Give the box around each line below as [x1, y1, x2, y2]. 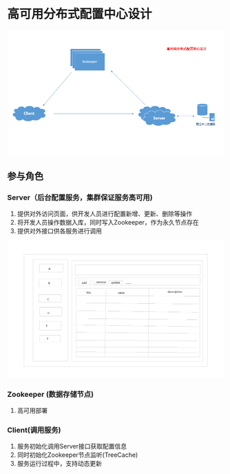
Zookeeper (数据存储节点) [7, 389, 94, 399]
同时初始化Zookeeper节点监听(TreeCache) [17, 451, 138, 459]
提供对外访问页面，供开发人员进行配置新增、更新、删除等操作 [17, 209, 193, 218]
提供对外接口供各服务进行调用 [17, 227, 102, 235]
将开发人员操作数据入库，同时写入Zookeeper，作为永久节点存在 [17, 218, 200, 227]
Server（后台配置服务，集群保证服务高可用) [7, 192, 153, 202]
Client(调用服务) [7, 425, 61, 435]
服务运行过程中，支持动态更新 [17, 460, 102, 468]
